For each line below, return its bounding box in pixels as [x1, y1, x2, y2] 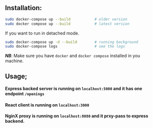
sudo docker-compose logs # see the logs [5, 44, 125, 49]
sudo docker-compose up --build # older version [5, 17, 128, 21]
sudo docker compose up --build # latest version [5, 21, 130, 26]
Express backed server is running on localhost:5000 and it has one [5, 86, 142, 91]
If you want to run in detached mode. [5, 30, 79, 36]
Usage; [5, 72, 28, 80]
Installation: [5, 4, 42, 12]
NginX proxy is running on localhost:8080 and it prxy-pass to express [5, 113, 149, 119]
